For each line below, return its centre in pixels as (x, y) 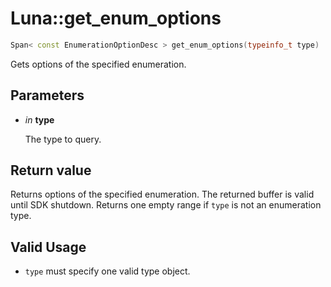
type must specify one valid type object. (107, 271)
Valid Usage (48, 247)
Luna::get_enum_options (116, 18)
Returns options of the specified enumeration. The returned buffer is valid (162, 194)
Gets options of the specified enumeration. (98, 64)
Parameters (47, 95)
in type (39, 119)
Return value (51, 170)
